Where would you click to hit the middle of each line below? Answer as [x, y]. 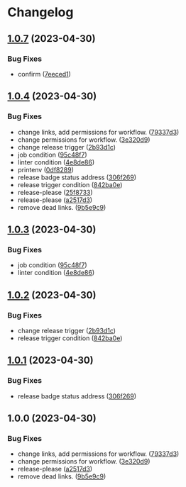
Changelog [40, 12]
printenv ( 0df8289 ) [46, 169]
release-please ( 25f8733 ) [55, 192]
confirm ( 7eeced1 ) [44, 74]
